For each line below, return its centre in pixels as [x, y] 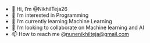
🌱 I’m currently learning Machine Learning [62, 21]
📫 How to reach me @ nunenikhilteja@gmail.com [70, 34]
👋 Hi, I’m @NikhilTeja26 [40, 9]
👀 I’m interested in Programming [50, 15]
